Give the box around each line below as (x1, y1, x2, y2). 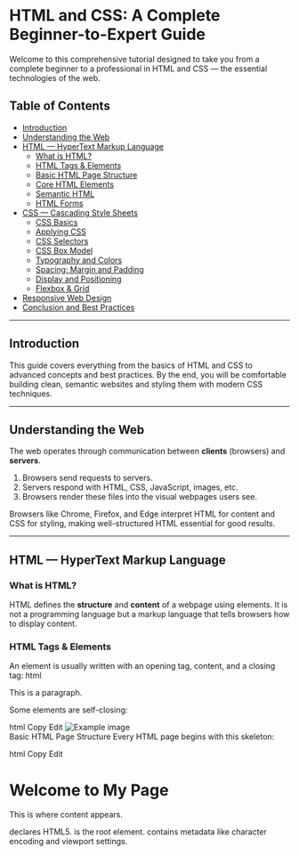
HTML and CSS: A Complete (9, 5, 221, 26)
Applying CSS (35, 226, 87, 237)
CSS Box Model (35, 245, 93, 256)
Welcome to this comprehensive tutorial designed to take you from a (9, 53, 260, 64)
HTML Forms (35, 198, 84, 208)
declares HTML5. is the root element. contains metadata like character (9, 826, 267, 837)
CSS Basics (35, 216, 78, 227)
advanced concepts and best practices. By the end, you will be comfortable (9, 369, 287, 379)
